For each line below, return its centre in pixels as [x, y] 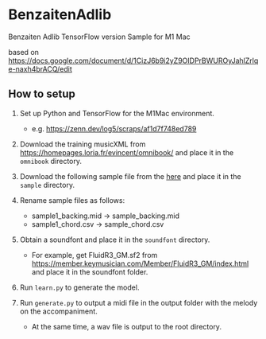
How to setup [42, 94]
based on [24, 52]
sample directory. [47, 185]
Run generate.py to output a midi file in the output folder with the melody [139, 302]
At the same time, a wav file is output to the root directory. [127, 326]
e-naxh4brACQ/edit [40, 68]
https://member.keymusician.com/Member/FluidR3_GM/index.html [140, 263]
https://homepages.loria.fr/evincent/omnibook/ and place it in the [127, 152]
